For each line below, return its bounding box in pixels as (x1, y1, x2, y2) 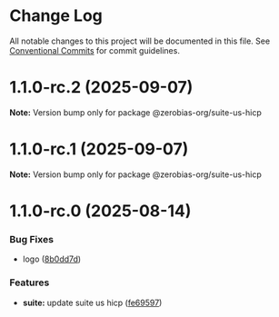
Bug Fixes (9, 233, 55, 245)
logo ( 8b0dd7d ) (22, 253, 82, 264)
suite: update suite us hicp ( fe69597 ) (22, 297, 163, 308)
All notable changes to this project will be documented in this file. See (9, 35, 271, 46)
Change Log (9, 5, 103, 26)
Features (9, 276, 50, 289)
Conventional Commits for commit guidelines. (9, 45, 180, 55)
